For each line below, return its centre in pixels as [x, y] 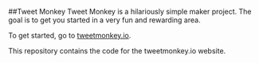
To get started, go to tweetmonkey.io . [70, 35]
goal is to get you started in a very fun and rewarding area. [104, 20]
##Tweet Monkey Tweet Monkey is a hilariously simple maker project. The [130, 12]
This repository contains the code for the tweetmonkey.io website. [117, 51]
